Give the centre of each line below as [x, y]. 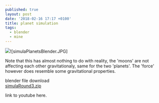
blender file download [27, 81]
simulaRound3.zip [23, 85]
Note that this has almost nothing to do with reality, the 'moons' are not [77, 61]
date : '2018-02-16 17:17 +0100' [38, 19]
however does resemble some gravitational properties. [61, 71]
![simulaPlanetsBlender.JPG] [39, 51]
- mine [16, 37]
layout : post [18, 14]
